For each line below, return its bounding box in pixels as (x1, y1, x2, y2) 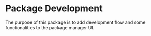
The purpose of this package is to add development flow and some (5, 19, 146, 25)
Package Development (5, 3, 103, 14)
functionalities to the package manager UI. (5, 24, 95, 30)
